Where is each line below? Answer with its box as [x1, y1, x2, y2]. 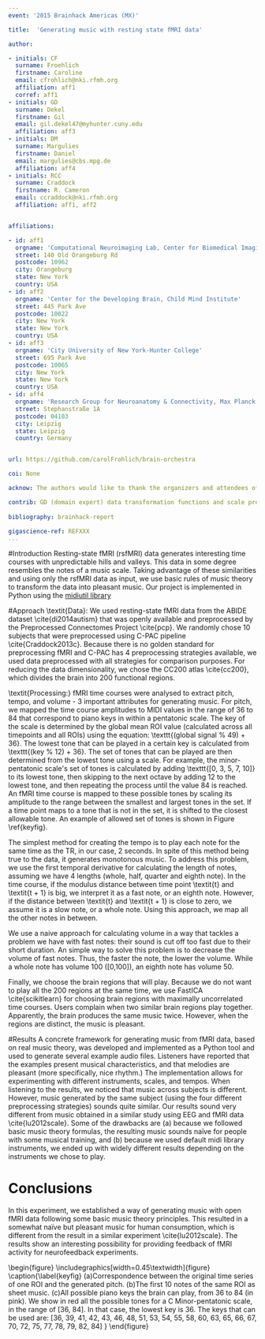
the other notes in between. [8, 913, 99, 923]
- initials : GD [8, 98, 58, 107]
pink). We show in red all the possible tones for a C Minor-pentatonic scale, [8, 1296, 253, 1306]
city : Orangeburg [15, 266, 73, 274]
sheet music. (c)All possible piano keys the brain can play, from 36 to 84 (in [8, 1288, 254, 1298]
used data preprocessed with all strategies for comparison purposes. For [8, 656, 245, 666]
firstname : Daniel [15, 149, 77, 158]
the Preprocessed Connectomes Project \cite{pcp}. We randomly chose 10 [8, 623, 251, 632]
